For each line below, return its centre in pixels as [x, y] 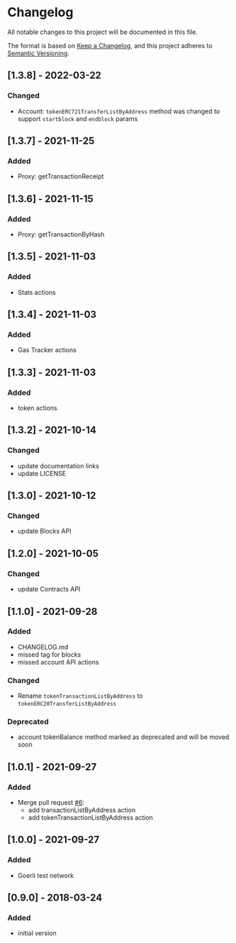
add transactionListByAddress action [82, 810]
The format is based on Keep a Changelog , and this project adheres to [110, 45]
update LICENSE [41, 473]
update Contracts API [49, 589]
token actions [38, 408]
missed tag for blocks [49, 654]
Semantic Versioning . [38, 53]
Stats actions [36, 292]
